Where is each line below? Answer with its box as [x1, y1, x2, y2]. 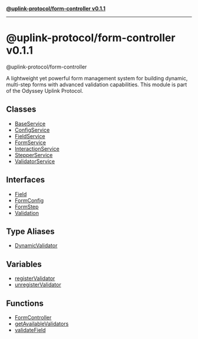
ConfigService [14, 126, 50, 133]
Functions [6, 298, 44, 308]
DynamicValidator [14, 242, 58, 249]
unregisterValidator [14, 281, 61, 288]
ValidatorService [14, 158, 55, 165]
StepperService [14, 151, 53, 158]
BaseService [14, 120, 46, 127]
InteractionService [14, 145, 60, 152]
